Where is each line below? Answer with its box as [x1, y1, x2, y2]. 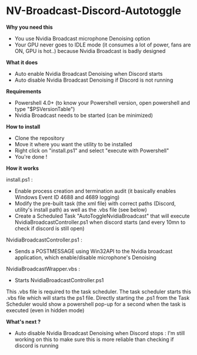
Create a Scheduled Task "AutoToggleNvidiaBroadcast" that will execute [14, 212, 190, 219]
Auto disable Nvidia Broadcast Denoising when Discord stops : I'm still [14, 329, 185, 336]
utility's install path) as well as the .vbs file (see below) [14, 206, 147, 213]
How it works [6, 165, 39, 172]
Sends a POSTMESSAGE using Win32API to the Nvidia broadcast [14, 247, 173, 254]
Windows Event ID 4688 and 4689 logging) [14, 193, 120, 200]
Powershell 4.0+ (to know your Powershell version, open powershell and [14, 99, 190, 106]
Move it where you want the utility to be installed [14, 140, 132, 148]
